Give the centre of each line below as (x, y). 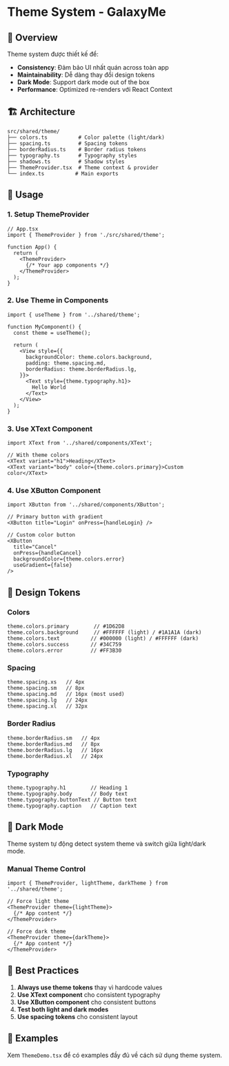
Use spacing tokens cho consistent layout (77, 1016)
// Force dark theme (37, 932)
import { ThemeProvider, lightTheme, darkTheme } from (88, 883)
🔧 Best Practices (43, 971)
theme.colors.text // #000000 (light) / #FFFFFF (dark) (103, 639)
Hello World (49, 387)
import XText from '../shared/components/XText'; (80, 443)
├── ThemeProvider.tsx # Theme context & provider (83, 167)
